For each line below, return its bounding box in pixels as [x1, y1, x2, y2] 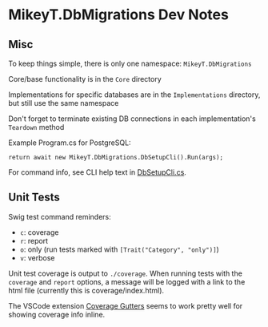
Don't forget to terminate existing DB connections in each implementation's [8, 114, 256, 123]
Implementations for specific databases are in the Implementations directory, [8, 90, 261, 99]
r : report [19, 236, 49, 245]
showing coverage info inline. [8, 309, 106, 319]
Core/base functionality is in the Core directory [8, 75, 162, 83]
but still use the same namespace [8, 99, 119, 107]
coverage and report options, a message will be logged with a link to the [8, 277, 246, 286]
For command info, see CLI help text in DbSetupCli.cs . [8, 168, 186, 177]
